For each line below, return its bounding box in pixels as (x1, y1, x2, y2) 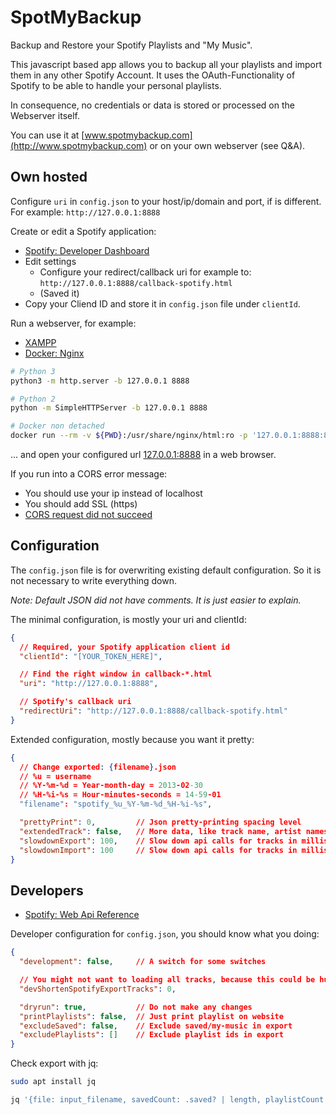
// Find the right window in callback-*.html (19, 669, 213, 680)
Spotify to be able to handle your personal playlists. (10, 79, 222, 91)
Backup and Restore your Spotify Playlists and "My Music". (10, 39, 253, 51)
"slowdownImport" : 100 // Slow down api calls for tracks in (19, 845, 298, 855)
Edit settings (24, 255, 77, 267)
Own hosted (10, 169, 88, 186)
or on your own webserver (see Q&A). (149, 139, 306, 151)
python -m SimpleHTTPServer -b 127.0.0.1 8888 (10, 403, 208, 413)
